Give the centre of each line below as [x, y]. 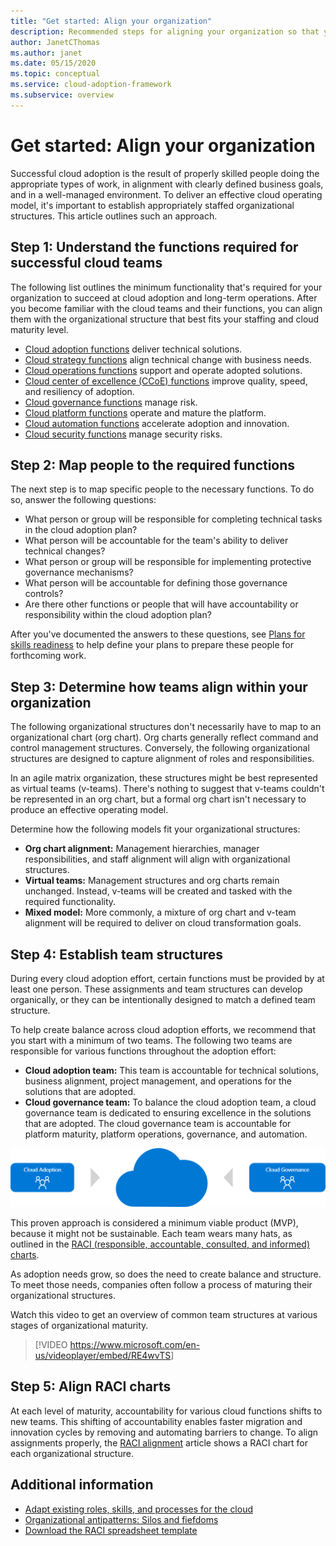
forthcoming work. [48, 656]
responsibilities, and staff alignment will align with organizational [157, 859]
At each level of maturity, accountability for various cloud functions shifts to [166, 1411]
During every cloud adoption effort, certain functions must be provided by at [167, 978]
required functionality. [70, 902]
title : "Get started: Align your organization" [111, 21]
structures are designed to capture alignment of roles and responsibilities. [162, 759]
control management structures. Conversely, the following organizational [160, 748]
